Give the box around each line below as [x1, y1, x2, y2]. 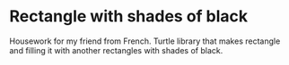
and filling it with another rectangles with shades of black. [9, 45, 223, 55]
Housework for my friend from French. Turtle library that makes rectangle [9, 36, 281, 46]
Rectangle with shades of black [9, 6, 249, 27]
